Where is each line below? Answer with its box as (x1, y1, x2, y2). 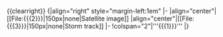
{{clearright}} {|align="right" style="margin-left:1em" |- (6, 7, 168, 15)
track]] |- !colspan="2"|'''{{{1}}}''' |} (83, 22, 190, 30)
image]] (105, 14, 130, 23)
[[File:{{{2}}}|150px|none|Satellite (6, 14, 105, 23)
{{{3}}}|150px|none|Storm (6, 22, 83, 30)
